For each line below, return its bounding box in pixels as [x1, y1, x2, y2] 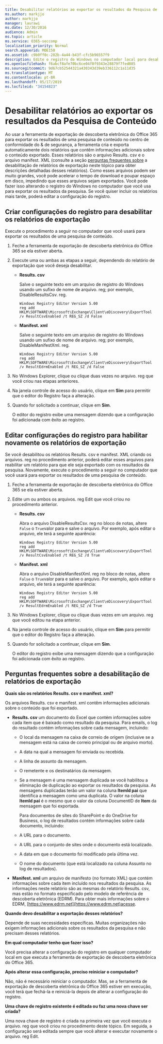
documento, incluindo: [19, 822, 65, 828]
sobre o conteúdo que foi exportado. [5, 705, 79, 711]
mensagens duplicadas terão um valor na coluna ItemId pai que [19, 787, 147, 793]
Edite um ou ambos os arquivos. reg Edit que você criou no [12, 496, 130, 502]
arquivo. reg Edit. [5, 1033, 39, 1039]
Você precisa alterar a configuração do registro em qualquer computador [5, 949, 151, 955]
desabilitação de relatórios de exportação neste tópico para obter [5, 163, 136, 168]
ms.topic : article [5, 35, 42, 39]
